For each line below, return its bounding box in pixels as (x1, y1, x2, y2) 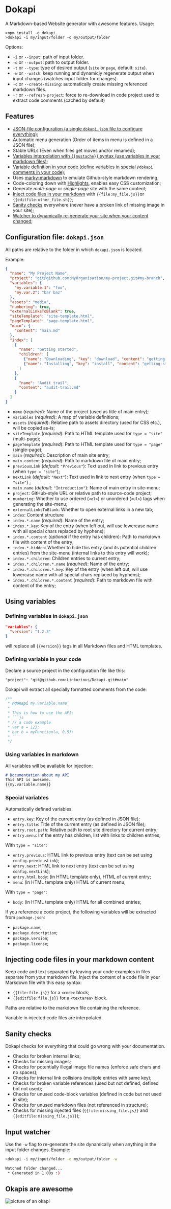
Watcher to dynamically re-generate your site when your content (12, 212, 149, 218)
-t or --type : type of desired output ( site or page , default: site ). (12, 64, 148, 71)
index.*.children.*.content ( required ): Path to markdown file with (12, 577, 153, 583)
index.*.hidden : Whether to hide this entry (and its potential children (12, 544, 157, 550)
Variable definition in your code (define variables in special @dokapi (12, 164, 153, 170)
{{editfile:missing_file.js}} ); (12, 1113, 80, 1119)
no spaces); (12, 1069, 38, 1076)
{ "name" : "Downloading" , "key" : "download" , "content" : (23, 356, 145, 362)
